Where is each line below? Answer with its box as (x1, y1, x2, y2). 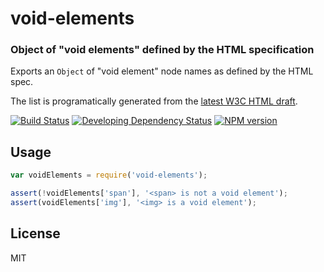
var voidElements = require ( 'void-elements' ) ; (10, 170, 208, 181)
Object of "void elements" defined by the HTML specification (10, 43, 315, 57)
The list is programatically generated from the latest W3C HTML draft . (10, 95, 298, 107)
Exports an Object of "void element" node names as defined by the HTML (10, 65, 314, 77)
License (10, 225, 61, 242)
